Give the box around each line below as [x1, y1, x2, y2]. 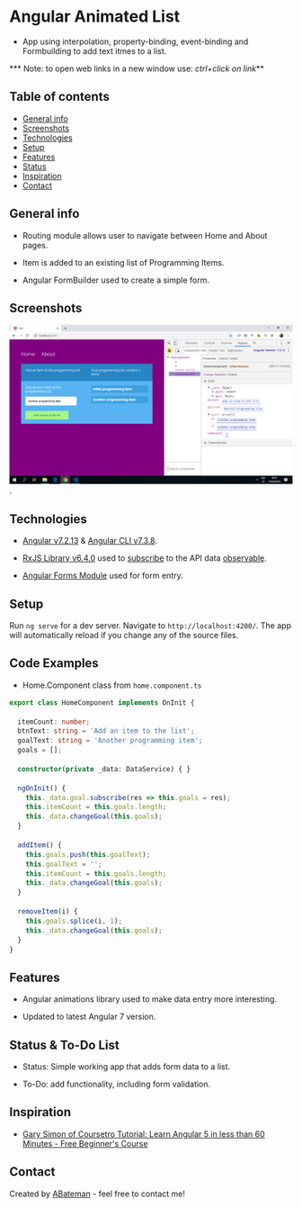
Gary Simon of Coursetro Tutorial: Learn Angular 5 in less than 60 [22, 1128, 265, 1140]
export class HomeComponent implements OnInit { [9, 698, 195, 708]
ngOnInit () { [17, 783, 67, 793]
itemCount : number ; [17, 717, 91, 726]
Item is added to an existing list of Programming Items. [22, 257, 225, 267]
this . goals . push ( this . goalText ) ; [25, 850, 151, 859]
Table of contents [9, 89, 110, 104]
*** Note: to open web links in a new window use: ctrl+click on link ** [9, 63, 265, 74]
